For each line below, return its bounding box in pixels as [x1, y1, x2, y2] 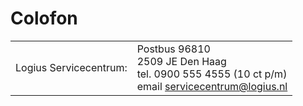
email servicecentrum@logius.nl [136, 79, 288, 93]
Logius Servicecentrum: [15, 60, 128, 74]
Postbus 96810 [136, 42, 211, 56]
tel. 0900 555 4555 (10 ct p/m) [136, 67, 288, 81]
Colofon [10, 7, 78, 30]
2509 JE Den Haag [136, 54, 227, 68]
